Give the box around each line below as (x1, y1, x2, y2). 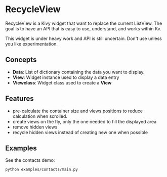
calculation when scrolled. (12, 113, 67, 119)
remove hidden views (12, 124, 58, 130)
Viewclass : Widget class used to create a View (12, 79, 112, 85)
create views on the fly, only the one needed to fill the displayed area (12, 118, 157, 124)
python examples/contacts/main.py (5, 167, 78, 172)
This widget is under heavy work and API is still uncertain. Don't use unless (5, 35, 162, 41)
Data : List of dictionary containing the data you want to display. (12, 69, 145, 75)
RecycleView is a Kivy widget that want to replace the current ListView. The (5, 20, 162, 26)
